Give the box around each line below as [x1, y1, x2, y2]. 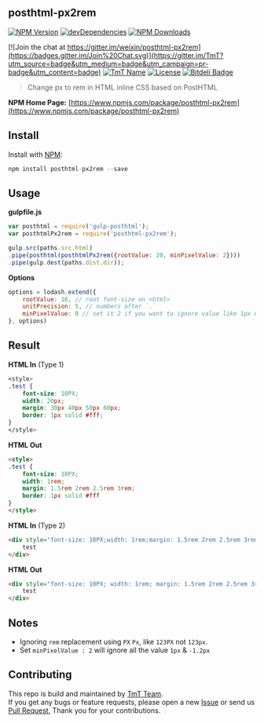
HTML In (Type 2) [8, 520, 66, 530]
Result [8, 339, 41, 352]
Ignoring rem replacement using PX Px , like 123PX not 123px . [19, 637, 208, 646]
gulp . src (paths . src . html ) [8, 244, 93, 252]
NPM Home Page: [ [8, 97, 71, 107]
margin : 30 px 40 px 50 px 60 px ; [22, 404, 122, 412]
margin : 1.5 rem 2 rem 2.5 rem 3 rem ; [22, 484, 135, 493]
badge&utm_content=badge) [8, 67, 101, 77]
